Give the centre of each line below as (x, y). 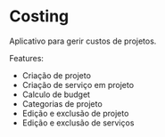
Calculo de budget (56, 94)
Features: (27, 58)
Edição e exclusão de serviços (78, 123)
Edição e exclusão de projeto (75, 113)
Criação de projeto (57, 75)
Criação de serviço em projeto (78, 85)
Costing (39, 16)
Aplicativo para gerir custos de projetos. (83, 41)
